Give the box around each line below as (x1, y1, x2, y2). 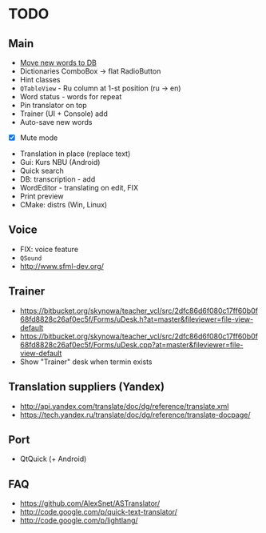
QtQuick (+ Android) (19, 454, 87, 464)
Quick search (19, 166, 64, 176)
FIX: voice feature (19, 244, 78, 254)
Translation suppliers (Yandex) (8, 380, 165, 394)
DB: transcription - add (19, 174, 96, 184)
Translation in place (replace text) (19, 149, 131, 158)
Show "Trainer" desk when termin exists (19, 357, 153, 367)
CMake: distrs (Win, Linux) (19, 200, 108, 210)
